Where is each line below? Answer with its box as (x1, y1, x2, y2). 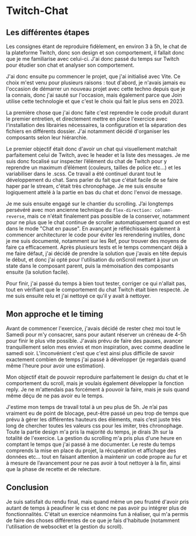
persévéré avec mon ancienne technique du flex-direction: (6, 207, 153, 213)
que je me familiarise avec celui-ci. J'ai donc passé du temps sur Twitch (6, 56, 180, 62)
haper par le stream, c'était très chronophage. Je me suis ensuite (6, 183, 163, 190)
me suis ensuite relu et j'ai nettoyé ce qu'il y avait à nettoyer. (6, 293, 151, 299)
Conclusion (6, 483, 49, 493)
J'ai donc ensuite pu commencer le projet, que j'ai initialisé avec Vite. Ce (6, 73, 181, 80)
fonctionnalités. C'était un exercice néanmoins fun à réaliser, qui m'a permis (6, 510, 188, 517)
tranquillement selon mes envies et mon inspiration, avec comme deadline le (6, 343, 190, 351)
